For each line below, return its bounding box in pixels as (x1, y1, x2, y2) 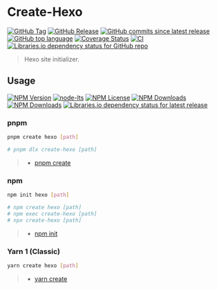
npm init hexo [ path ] (7, 191, 70, 199)
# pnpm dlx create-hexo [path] (7, 146, 97, 153)
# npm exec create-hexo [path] (7, 210, 97, 217)
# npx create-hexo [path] (7, 217, 82, 224)
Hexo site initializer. (23, 55, 79, 63)
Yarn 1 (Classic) (7, 246, 61, 256)
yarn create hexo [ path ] (7, 262, 79, 269)
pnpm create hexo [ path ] (7, 134, 79, 141)
